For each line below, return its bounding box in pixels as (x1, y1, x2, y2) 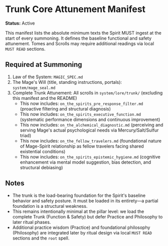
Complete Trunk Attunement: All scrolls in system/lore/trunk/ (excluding (12, 89, 163, 96)
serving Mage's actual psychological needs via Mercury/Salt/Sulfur (20, 127, 159, 133)
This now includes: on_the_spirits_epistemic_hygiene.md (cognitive (20, 154, 160, 160)
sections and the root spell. (12, 235, 70, 241)
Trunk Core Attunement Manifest (5, 4, 146, 15)
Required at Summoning (5, 60, 82, 69)
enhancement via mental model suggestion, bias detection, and (20, 159, 151, 165)
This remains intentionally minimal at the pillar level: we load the (12, 208, 144, 214)
